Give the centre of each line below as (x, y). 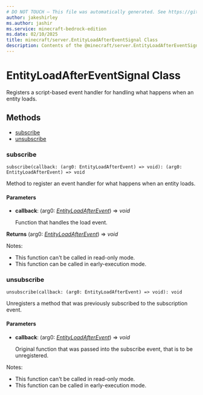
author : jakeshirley (32, 18)
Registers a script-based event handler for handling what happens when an (100, 92)
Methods (24, 118)
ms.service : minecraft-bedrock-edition (56, 29)
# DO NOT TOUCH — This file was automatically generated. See (86, 12)
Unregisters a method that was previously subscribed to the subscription (97, 304)
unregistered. (32, 355)
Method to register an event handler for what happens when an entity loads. (101, 183)
